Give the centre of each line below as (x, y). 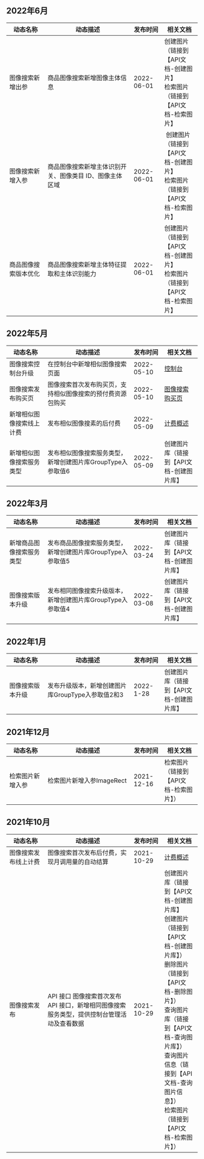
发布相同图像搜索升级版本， (87, 591)
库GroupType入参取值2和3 (86, 695)
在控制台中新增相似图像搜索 (87, 364)
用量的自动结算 (87, 861)
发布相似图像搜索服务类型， (87, 453)
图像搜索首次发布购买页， (84, 385)
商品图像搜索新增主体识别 (84, 166)
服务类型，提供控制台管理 (84, 1014)
